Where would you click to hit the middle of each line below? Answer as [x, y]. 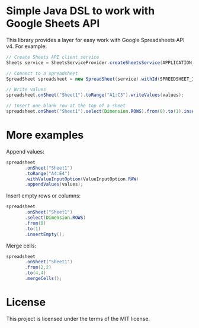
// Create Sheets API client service [53, 57]
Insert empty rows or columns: [44, 196]
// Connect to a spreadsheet [42, 73]
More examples [45, 135]
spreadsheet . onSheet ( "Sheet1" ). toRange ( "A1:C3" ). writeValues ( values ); [95, 95]
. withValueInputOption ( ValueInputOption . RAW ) [82, 179]
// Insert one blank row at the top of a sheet [66, 106]
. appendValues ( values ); [54, 184]
